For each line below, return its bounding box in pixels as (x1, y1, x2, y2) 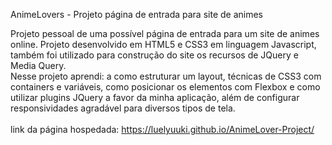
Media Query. (10, 60, 67, 71)
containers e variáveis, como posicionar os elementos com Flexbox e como (10, 81, 321, 93)
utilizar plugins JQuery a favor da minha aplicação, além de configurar (10, 92, 300, 103)
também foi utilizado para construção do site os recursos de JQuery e (10, 49, 299, 61)
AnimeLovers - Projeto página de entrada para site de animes (10, 9, 263, 20)
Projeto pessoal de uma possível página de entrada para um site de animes (10, 28, 320, 39)
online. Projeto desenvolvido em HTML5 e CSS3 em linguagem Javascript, (10, 39, 317, 50)
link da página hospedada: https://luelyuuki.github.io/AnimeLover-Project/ (10, 124, 315, 135)
